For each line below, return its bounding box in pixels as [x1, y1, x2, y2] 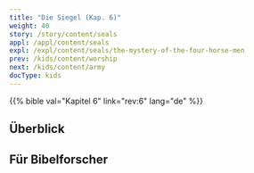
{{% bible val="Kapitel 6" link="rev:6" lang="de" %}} [9, 95, 203, 106]
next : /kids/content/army [9, 63, 105, 72]
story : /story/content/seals [9, 29, 118, 38]
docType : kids [9, 71, 62, 80]
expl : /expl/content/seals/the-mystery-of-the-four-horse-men [9, 46, 245, 55]
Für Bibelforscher [9, 152, 109, 167]
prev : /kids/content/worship [9, 54, 118, 63]
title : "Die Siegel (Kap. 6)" [9, 12, 122, 22]
